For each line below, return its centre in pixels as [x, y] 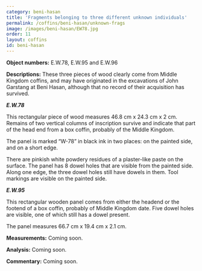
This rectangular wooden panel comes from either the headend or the [93, 202]
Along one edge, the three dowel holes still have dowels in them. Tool [93, 172]
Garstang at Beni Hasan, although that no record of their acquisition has [96, 87]
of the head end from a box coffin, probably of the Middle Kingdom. [90, 129]
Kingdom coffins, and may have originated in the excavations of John [93, 80]
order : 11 [19, 34]
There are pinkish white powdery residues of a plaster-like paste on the [95, 159]
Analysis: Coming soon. [36, 249]
